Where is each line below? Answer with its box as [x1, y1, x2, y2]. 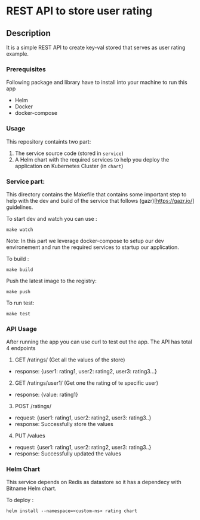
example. [6, 50, 29, 57]
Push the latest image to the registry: [6, 277, 97, 284]
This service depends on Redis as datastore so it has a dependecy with [6, 479, 182, 486]
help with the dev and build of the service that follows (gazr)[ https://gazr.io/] [6, 197, 195, 204]
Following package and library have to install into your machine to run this [6, 79, 187, 86]
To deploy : [6, 497, 34, 504]
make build [6, 266, 33, 273]
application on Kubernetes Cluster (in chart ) [14, 162, 124, 169]
